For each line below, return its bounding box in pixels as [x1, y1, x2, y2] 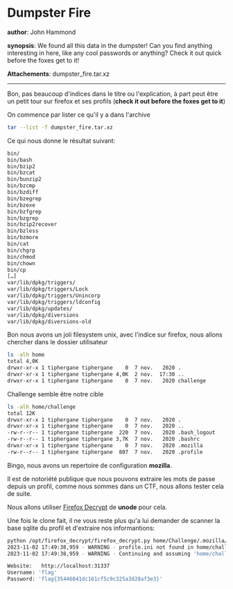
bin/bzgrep [7, 214, 39, 222]
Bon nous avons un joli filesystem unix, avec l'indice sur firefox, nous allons [7, 330, 223, 339]
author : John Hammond [7, 28, 76, 36]
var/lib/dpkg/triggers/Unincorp [7, 292, 101, 300]
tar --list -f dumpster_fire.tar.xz [7, 124, 113, 131]
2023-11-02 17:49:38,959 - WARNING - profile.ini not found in [7, 544, 194, 551]
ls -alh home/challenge [7, 403, 76, 410]
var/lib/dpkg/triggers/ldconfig [7, 298, 101, 305]
